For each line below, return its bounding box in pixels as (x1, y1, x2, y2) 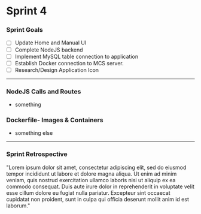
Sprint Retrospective (6, 150, 68, 158)
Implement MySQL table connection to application (14, 53, 139, 60)
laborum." (6, 202, 31, 209)
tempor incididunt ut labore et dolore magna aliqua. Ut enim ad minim (6, 170, 177, 177)
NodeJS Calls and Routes (6, 87, 81, 95)
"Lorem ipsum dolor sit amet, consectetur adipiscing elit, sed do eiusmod (6, 164, 187, 171)
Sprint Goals (6, 26, 43, 34)
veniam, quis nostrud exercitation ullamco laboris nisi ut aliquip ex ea (6, 176, 176, 183)
